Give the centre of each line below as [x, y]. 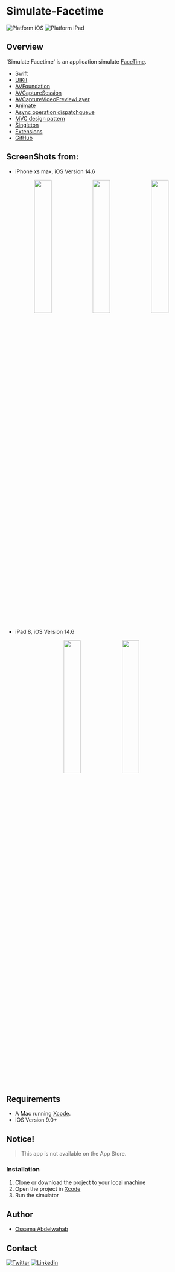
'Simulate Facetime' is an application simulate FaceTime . [76, 61]
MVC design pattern [40, 118]
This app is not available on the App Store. [74, 1154]
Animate [25, 105]
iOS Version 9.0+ [36, 1120]
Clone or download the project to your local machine [80, 1182]
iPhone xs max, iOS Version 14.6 [55, 171]
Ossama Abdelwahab [41, 1229]
